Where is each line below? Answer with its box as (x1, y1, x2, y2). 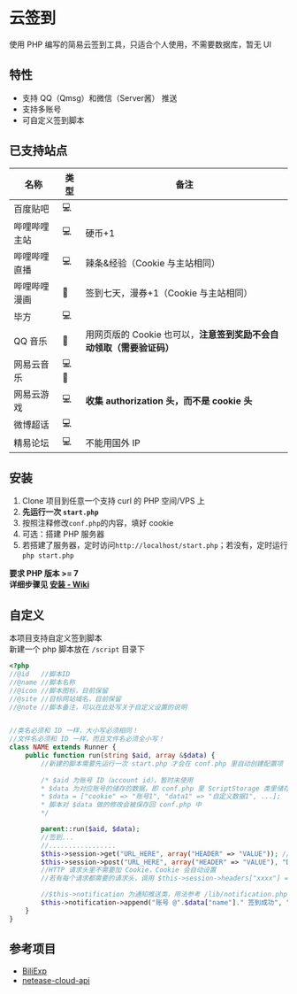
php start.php (21, 551, 74, 560)
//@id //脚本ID (9, 670, 71, 679)
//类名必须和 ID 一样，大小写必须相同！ (9, 727, 139, 736)
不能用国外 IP (85, 437, 141, 450)
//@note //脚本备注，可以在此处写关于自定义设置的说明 (9, 703, 187, 712)
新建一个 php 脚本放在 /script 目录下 (9, 643, 146, 655)
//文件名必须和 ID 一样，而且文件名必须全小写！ (9, 735, 165, 744)
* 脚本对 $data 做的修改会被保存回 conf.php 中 (41, 800, 202, 810)
